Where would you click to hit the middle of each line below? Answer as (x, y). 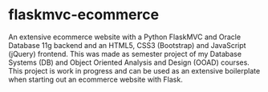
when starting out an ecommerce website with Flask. (95, 79)
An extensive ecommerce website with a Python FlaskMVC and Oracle (125, 37)
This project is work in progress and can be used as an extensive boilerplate (134, 70)
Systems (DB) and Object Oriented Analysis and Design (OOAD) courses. (129, 62)
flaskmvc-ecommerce (83, 15)
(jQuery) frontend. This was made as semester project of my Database (125, 54)
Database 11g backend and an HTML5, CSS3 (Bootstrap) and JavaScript (127, 45)
